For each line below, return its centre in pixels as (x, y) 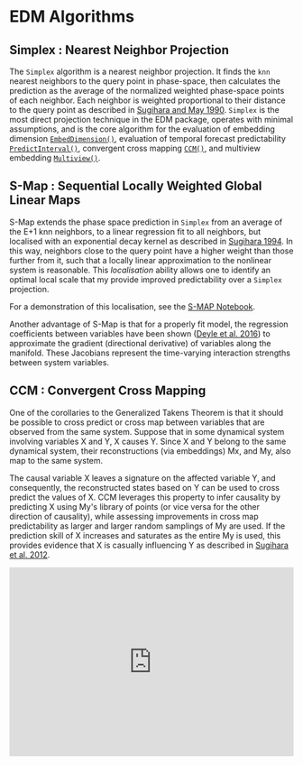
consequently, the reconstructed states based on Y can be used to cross (144, 487)
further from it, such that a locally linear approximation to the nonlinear (141, 260)
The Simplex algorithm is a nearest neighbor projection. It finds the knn (140, 71)
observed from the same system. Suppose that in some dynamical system (147, 431)
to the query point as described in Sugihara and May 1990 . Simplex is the (144, 110)
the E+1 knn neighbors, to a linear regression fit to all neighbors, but (135, 231)
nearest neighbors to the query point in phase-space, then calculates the (145, 81)
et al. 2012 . (30, 554)
